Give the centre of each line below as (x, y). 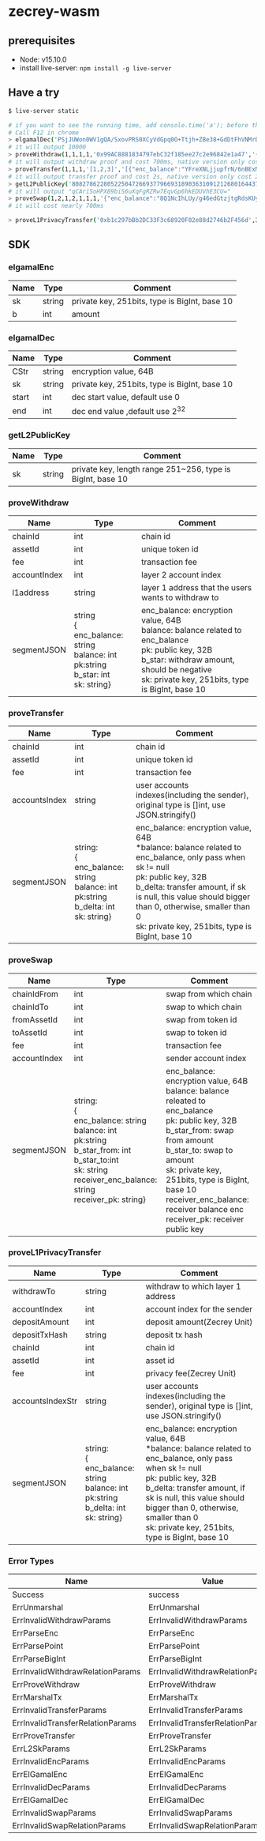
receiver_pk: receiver (205, 1219)
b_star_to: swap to (199, 1150)
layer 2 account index (181, 574)
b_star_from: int (103, 1150)
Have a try (34, 93)
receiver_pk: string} (110, 1199)
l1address (31, 593)
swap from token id (201, 1019)
